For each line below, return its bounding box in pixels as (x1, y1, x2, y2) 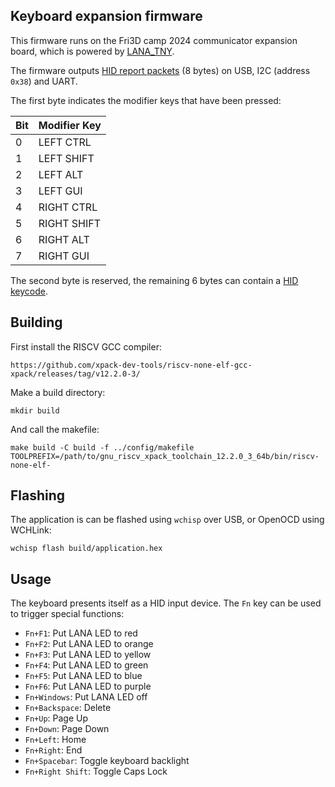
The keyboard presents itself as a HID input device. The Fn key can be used (10, 597, 322, 609)
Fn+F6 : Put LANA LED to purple (24, 680, 152, 693)
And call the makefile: (10, 423, 100, 435)
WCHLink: (10, 524, 52, 536)
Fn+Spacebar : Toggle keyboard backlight (24, 755, 190, 767)
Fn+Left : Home (24, 734, 87, 746)
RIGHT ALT (38, 232, 90, 246)
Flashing (10, 487, 66, 504)
